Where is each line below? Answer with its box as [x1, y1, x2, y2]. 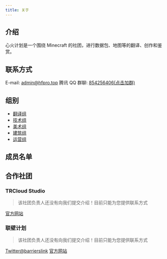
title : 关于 [5, 7, 29, 13]
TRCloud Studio [5, 187, 45, 195]
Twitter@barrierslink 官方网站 [5, 248, 67, 254]
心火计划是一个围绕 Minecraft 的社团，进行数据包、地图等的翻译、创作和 [5, 42, 158, 49]
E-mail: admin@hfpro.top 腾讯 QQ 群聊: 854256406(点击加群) [5, 80, 135, 86]
